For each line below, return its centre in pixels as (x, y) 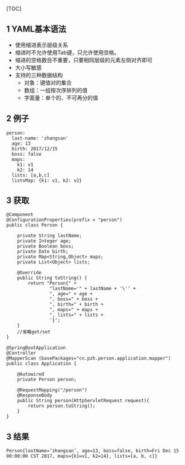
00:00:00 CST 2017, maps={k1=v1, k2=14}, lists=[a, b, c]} (82, 456)
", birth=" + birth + (76, 304)
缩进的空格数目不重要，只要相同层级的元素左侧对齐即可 (83, 60)
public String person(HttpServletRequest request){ (83, 401)
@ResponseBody (35, 396)
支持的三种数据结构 (39, 75)
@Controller (21, 353)
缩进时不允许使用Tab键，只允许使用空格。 (67, 52)
